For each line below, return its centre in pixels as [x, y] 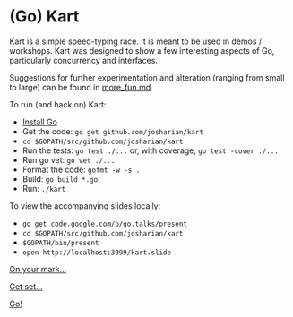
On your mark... [38, 269]
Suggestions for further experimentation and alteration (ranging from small [147, 77]
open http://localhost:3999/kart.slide [97, 253]
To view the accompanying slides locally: [85, 206]
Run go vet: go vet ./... [69, 159]
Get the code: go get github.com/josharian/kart [113, 131]
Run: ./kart [44, 188]
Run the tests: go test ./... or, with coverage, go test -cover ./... [151, 150]
